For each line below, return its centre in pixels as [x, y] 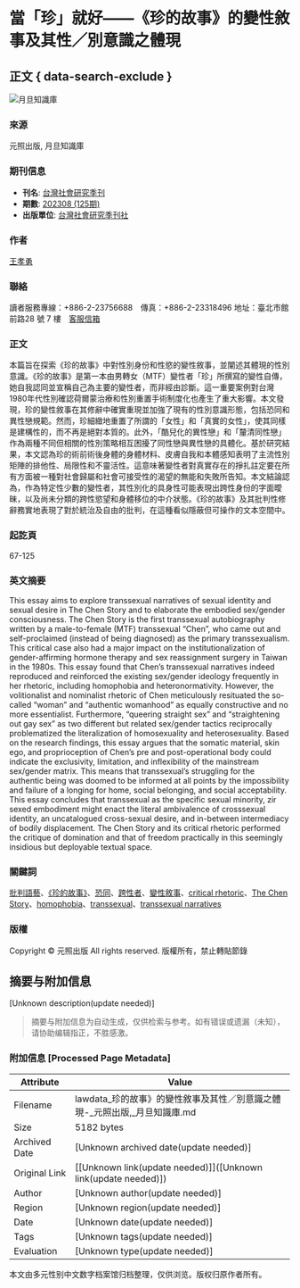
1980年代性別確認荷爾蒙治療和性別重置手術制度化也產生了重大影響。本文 [143, 399]
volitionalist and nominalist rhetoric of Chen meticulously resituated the [139, 695]
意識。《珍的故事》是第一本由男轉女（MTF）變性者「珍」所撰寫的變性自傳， [148, 377]
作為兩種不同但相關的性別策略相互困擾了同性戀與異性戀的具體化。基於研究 [146, 444]
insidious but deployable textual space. [81, 847]
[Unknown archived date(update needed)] [163, 1147]
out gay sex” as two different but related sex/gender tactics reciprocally [141, 724]
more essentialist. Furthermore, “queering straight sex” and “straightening [145, 714]
